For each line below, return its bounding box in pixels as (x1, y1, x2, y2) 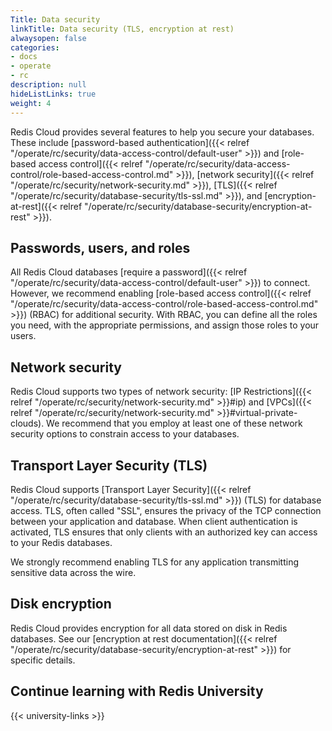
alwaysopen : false (10, 33, 87, 43)
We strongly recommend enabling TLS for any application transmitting (10, 556, 299, 568)
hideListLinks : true (10, 89, 97, 99)
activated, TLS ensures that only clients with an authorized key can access (10, 526, 318, 538)
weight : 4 (10, 98, 52, 108)
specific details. (10, 654, 76, 666)
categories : (10, 42, 60, 53)
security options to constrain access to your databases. (10, 428, 240, 440)
